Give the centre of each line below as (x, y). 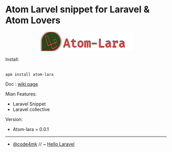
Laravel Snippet (29, 104)
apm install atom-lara (29, 74)
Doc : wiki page (22, 84)
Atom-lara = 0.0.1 (31, 129)
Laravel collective (31, 109)
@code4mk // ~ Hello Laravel (44, 144)
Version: (14, 119)
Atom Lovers (33, 20)
